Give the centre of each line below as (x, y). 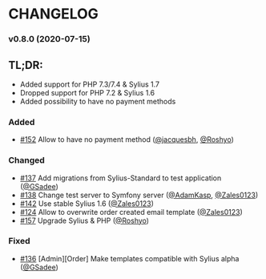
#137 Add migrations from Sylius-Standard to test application (121, 178)
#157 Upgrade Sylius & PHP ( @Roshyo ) (85, 220)
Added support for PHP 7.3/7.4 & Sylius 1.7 (90, 84)
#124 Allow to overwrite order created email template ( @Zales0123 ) (131, 212)
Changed (27, 160)
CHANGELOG (53, 14)
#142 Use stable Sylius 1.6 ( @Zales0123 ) (87, 203)
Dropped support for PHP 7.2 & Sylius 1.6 (87, 92)
